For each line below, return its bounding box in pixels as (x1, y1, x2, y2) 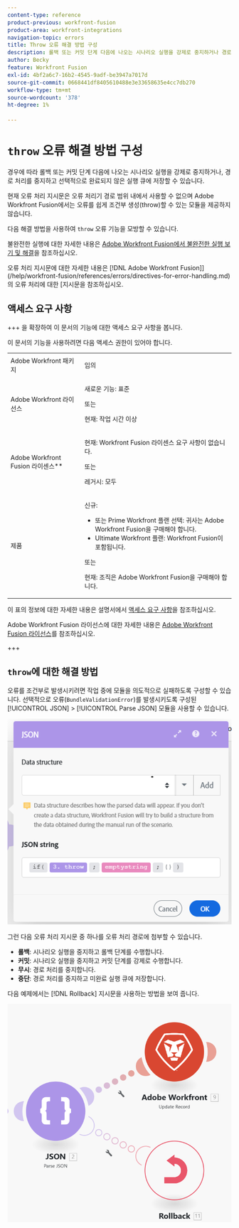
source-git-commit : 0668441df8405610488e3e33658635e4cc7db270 (7, 79, 196, 86)
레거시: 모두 (84, 477, 117, 486)
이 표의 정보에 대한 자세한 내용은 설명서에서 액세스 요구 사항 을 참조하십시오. (7, 605, 216, 614)
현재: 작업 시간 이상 (84, 415, 137, 423)
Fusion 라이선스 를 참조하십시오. (7, 629, 96, 638)
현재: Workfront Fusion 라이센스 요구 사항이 (84, 438, 207, 447)
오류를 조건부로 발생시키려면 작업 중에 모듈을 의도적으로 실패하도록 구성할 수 (7, 686, 218, 695)
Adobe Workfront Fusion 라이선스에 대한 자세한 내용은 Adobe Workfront (7, 620, 213, 629)
